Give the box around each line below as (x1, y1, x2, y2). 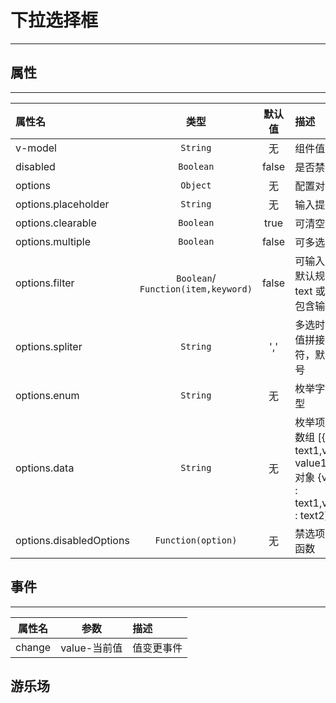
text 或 (294, 284, 326, 298)
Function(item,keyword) (139, 283, 253, 295)
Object (180, 179, 212, 191)
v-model (15, 141, 57, 155)
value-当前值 (60, 641, 123, 655)
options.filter (15, 276, 75, 290)
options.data (15, 461, 75, 475)
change (15, 640, 52, 654)
